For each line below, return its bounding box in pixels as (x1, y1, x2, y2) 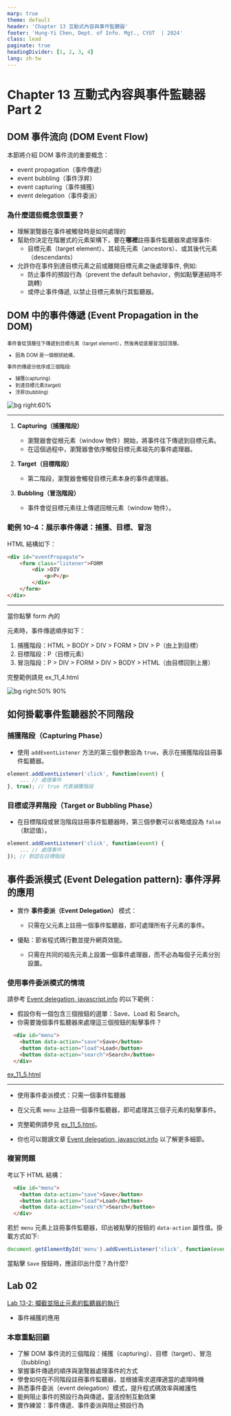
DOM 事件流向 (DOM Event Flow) (7, 131, 149, 143)
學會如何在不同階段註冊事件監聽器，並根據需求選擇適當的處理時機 (16, 1375, 204, 1384)
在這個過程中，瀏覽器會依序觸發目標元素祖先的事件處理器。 (27, 445, 197, 453)
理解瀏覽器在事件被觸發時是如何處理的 (16, 227, 126, 235)
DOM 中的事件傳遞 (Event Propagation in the (7, 310, 199, 322)
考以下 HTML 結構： (7, 1170, 64, 1179)
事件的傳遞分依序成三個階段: (7, 364, 71, 371)
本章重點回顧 (7, 1333, 50, 1342)
